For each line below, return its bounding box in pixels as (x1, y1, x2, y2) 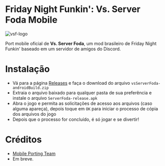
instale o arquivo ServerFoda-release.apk (12, 95, 98, 101)
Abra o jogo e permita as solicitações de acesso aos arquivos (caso (12, 100, 152, 106)
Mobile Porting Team (12, 150, 56, 156)
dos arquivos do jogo (12, 111, 57, 117)
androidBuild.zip (12, 85, 49, 90)
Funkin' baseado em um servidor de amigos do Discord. (5, 46, 121, 52)
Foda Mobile (5, 14, 58, 26)
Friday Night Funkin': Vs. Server (5, 4, 141, 15)
